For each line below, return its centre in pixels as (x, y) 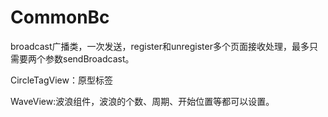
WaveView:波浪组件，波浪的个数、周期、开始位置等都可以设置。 (142, 101)
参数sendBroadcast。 (89, 58)
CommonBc (60, 17)
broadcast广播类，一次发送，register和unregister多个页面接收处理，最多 (160, 46)
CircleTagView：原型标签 (61, 80)
